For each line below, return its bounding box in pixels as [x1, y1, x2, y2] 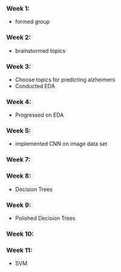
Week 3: [6, 62, 31, 70]
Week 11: [6, 246, 33, 254]
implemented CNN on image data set [15, 140, 108, 148]
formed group [15, 18, 50, 25]
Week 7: [6, 155, 31, 164]
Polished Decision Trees [15, 214, 76, 222]
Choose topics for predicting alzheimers [15, 76, 116, 83]
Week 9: [6, 200, 31, 209]
